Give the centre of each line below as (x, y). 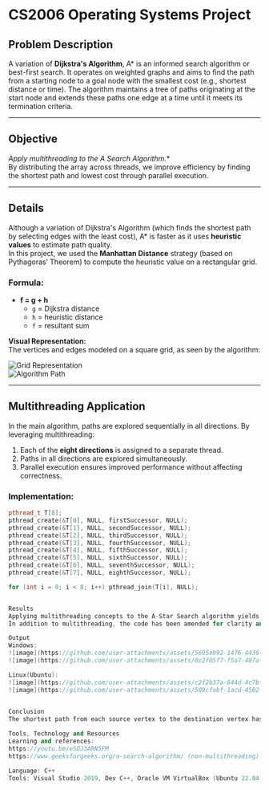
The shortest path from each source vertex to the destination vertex (128, 719)
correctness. (41, 475)
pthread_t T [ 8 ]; (35, 513)
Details (26, 208)
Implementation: (41, 496)
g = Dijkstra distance (66, 308)
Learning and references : (51, 741)
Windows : (23, 645)
